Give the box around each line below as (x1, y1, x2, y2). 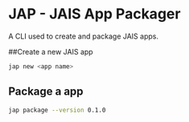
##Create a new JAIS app (8, 47, 94, 56)
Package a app (8, 85, 84, 99)
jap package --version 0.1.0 (8, 106, 106, 114)
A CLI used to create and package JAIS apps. (8, 31, 159, 41)
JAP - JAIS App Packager (8, 5, 181, 23)
